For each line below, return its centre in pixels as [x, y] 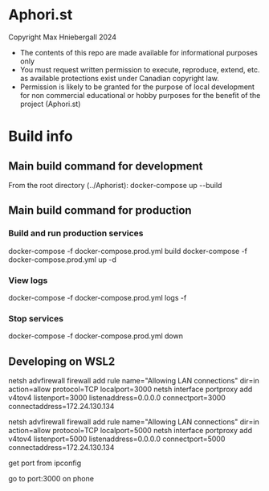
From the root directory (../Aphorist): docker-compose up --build [115, 185]
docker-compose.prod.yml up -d [62, 260]
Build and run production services [76, 233]
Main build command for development [106, 166]
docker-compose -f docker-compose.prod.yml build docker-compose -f [128, 251]
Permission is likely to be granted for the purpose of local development [137, 87]
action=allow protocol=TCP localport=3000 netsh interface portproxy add [130, 389]
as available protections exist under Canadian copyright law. [119, 78]
